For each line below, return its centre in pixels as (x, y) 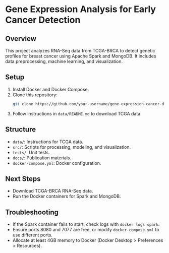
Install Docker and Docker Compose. (51, 89)
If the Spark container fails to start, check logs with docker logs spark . (86, 224)
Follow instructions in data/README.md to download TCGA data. (77, 113)
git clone (23, 104)
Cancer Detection (43, 20)
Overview (21, 39)
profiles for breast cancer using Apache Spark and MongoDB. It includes (81, 56)
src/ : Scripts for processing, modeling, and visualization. (72, 147)
